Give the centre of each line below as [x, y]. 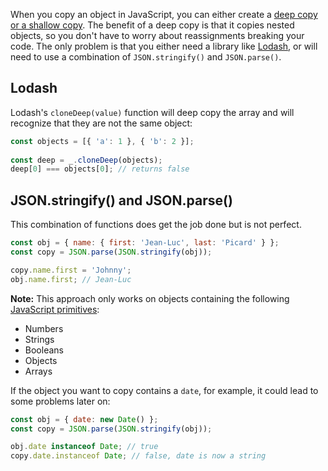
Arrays [38, 371]
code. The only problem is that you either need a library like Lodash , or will [164, 46]
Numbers [44, 328]
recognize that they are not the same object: [101, 123]
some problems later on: [60, 401]
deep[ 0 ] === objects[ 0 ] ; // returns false [100, 169]
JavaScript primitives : [55, 309]
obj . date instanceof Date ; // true [84, 447]
